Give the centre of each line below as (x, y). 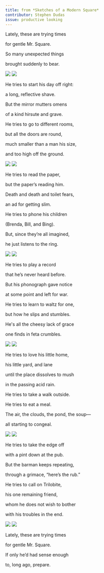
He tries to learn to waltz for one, (40, 304)
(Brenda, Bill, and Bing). (30, 224)
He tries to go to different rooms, (40, 124)
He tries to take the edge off (35, 445)
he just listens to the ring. (32, 244)
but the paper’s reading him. (35, 185)
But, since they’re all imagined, (37, 234)
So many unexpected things (35, 54)
